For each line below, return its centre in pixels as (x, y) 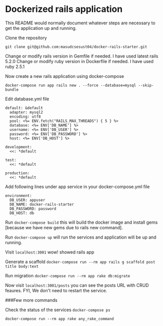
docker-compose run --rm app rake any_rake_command (59, 319)
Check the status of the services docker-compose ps (58, 310)
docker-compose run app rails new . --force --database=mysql (71, 85)
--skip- (146, 85)
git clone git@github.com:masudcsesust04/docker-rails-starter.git (76, 47)
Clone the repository (26, 38)
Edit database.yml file (27, 99)
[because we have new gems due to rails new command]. (64, 227)
